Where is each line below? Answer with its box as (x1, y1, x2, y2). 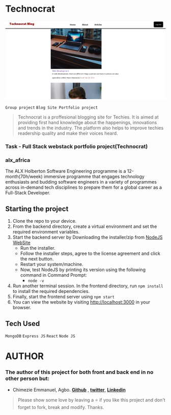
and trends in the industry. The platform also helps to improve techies (17, 125, 164, 131)
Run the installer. (20, 245, 55, 251)
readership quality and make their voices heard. (17, 130, 118, 136)
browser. (12, 305, 32, 311)
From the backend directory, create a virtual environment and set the (12, 223, 157, 229)
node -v (27, 278, 44, 284)
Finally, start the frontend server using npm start (12, 293, 115, 300)
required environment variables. (12, 229, 80, 235)
